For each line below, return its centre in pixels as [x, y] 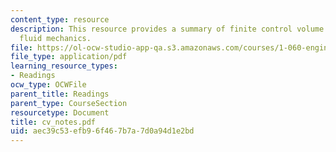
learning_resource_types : [64, 66]
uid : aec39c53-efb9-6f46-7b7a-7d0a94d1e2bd [102, 131]
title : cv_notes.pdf [53, 122]
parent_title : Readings [60, 94]
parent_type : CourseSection [69, 103]
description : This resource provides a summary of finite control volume [167, 29]
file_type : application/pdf [69, 57]
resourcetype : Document [60, 112]
